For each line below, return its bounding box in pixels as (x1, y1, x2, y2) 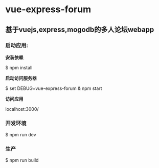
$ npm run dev (5, 132, 37, 138)
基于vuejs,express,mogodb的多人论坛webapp (5, 25, 154, 34)
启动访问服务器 (5, 75, 37, 81)
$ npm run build (5, 157, 39, 163)
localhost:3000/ (5, 106, 39, 112)
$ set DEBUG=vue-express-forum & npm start (5, 85, 102, 91)
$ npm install (5, 64, 33, 70)
